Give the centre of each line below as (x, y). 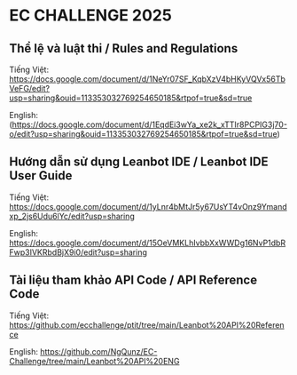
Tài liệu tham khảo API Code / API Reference (133, 280)
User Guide (41, 176)
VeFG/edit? (30, 88)
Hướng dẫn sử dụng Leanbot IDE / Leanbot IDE (139, 162)
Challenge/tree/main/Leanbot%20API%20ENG (94, 361)
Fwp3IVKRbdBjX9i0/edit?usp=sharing (78, 252)
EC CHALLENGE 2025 (91, 16)
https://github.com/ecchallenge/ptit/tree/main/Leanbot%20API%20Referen (147, 324)
